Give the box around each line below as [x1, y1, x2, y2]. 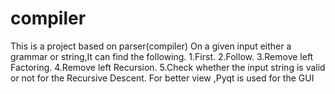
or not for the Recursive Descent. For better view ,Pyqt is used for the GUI [10, 72, 315, 84]
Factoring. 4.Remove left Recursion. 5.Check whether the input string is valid [10, 61, 326, 73]
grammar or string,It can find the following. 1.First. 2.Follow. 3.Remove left [10, 50, 314, 62]
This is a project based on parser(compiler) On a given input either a [10, 40, 292, 52]
